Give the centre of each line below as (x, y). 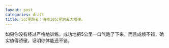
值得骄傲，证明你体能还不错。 (41, 40)
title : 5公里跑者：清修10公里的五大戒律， (45, 19)
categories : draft (25, 15)
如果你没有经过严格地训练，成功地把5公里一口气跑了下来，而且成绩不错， (82, 34)
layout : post (19, 10)
